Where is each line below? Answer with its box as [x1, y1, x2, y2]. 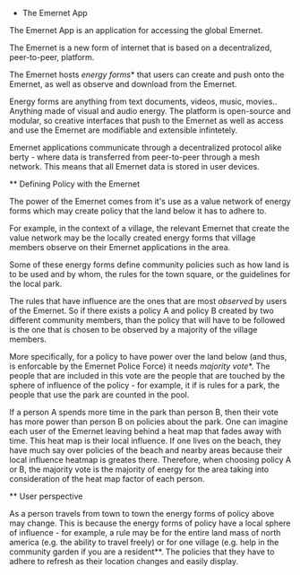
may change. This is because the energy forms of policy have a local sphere [9, 518, 291, 528]
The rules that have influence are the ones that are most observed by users [9, 296, 287, 306]
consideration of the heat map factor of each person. [9, 474, 205, 484]
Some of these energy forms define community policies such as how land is [9, 259, 289, 270]
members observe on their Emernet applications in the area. [9, 242, 231, 252]
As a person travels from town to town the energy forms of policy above [9, 509, 275, 518]
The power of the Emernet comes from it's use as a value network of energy [9, 196, 291, 206]
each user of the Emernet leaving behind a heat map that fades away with [9, 426, 282, 436]
